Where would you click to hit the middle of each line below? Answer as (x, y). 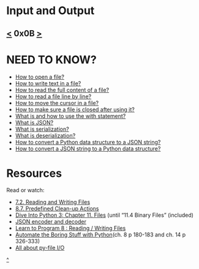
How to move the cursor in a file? (57, 103)
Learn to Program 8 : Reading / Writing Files (70, 228)
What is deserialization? (45, 135)
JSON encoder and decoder (51, 222)
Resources (34, 173)
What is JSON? (34, 122)
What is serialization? (42, 129)
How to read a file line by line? (53, 96)
